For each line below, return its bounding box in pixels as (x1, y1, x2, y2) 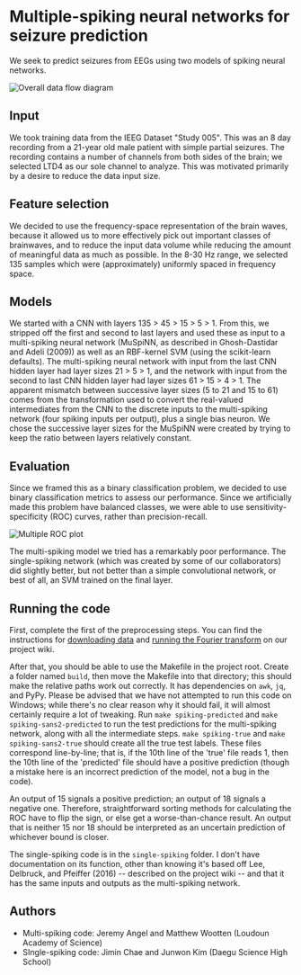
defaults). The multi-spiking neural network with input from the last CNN (9, 356, 277, 367)
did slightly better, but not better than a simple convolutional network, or (9, 565, 277, 577)
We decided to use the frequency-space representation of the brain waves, (9, 220, 288, 231)
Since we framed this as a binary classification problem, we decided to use (9, 483, 288, 494)
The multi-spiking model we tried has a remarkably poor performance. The (9, 546, 287, 557)
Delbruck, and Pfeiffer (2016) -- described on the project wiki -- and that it (9, 868, 285, 879)
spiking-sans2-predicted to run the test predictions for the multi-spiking (9, 719, 277, 729)
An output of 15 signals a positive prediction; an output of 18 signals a (9, 793, 267, 804)
